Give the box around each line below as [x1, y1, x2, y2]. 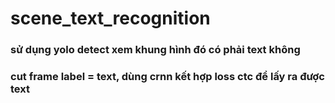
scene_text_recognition [10, 7, 211, 30]
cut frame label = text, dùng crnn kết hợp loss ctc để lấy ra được [10, 70, 325, 84]
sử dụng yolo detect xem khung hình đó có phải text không [10, 43, 301, 57]
